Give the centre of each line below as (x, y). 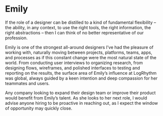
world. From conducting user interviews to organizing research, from (74, 63)
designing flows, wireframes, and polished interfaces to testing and (72, 68)
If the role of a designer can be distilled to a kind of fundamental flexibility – (81, 22)
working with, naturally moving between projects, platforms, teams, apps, (79, 52)
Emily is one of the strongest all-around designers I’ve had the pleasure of (79, 47)
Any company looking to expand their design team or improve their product (80, 93)
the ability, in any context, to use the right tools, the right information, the (78, 27)
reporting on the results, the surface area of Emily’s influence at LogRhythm (81, 73)
